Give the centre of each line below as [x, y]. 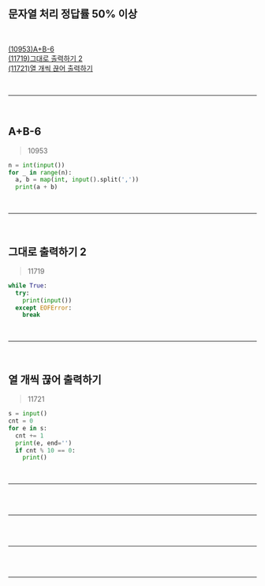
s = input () [28, 414]
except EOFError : [44, 308]
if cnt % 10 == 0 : [46, 450]
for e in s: [28, 428]
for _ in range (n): [40, 172]
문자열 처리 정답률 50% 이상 [73, 14]
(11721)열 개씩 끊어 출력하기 [50, 68]
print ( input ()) [47, 300]
